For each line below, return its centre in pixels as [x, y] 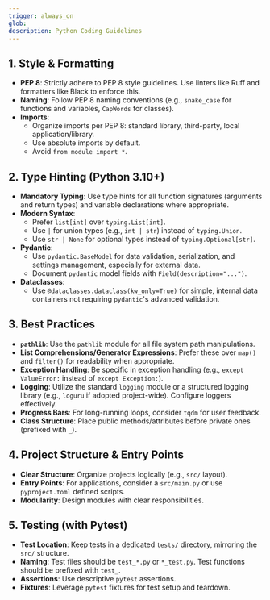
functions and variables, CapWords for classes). [97, 109]
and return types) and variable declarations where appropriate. [125, 205]
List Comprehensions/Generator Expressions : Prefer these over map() [138, 352]
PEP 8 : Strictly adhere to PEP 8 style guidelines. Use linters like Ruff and [140, 83]
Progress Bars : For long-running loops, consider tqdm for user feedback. [141, 412]
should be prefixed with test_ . [70, 570]
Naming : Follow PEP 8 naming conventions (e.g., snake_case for [126, 100]
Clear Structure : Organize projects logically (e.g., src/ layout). [124, 474]
